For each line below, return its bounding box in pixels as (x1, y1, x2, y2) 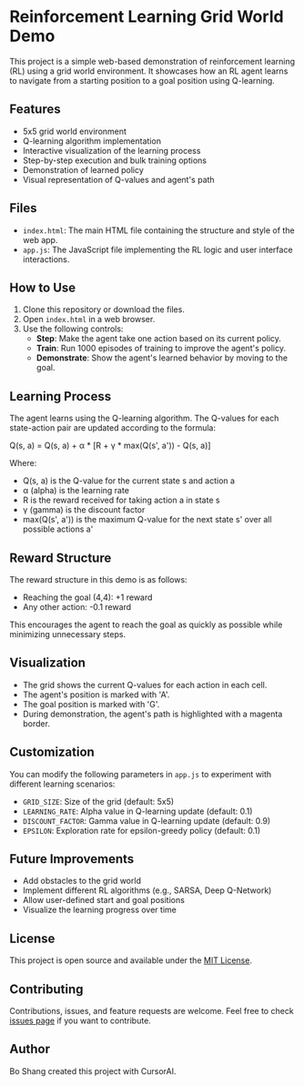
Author (9, 1041, 50, 1057)
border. (22, 717, 50, 729)
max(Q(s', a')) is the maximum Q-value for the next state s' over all (22, 514, 272, 525)
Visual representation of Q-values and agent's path (22, 174, 216, 185)
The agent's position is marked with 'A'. (22, 689, 170, 700)
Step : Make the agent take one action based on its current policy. (35, 333, 282, 344)
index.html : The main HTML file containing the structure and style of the (22, 225, 295, 236)
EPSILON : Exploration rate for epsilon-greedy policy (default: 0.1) (22, 825, 261, 836)
